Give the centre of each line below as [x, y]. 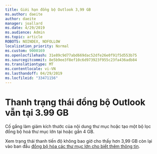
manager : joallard [24, 23]
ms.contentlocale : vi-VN [30, 69]
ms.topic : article [24, 37]
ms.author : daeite [24, 14]
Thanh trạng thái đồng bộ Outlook [75, 102]
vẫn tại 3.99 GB [37, 113]
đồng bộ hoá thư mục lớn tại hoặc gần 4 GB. [50, 131]
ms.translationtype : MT [29, 64]
